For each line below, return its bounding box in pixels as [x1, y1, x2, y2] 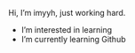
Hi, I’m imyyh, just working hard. [8, 8, 126, 18]
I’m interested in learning [20, 25, 113, 34]
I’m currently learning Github [20, 34, 126, 44]
